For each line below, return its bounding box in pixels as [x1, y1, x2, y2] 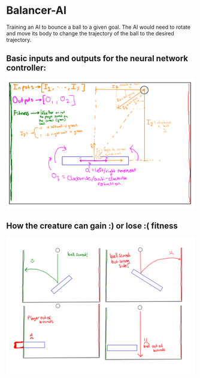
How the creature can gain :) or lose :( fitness [6, 220, 178, 231]
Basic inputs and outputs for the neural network [6, 53, 189, 63]
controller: [6, 63, 47, 73]
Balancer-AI [6, 4, 67, 17]
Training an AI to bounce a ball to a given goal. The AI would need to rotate [6, 23, 190, 31]
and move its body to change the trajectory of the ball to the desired [6, 29, 175, 37]
